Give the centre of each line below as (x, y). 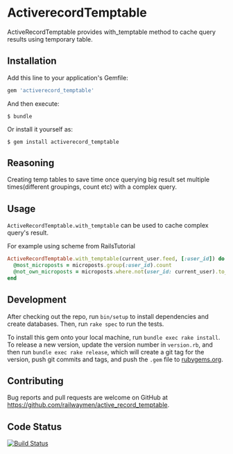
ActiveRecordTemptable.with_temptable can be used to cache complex (108, 226)
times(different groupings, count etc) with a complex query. (92, 187)
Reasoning (31, 163)
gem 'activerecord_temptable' (51, 90)
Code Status (35, 427)
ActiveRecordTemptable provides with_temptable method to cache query (112, 32)
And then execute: (33, 103)
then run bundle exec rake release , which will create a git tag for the (106, 352)
